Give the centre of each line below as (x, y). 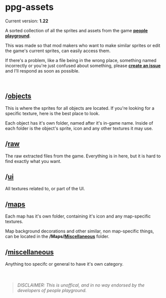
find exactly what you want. (33, 161)
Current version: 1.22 (27, 21)
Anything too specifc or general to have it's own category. (64, 264)
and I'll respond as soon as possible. (42, 71)
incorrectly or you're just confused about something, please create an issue (83, 66)
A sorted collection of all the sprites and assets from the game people (77, 30)
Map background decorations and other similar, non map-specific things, (80, 231)
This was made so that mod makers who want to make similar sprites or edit (83, 45)
